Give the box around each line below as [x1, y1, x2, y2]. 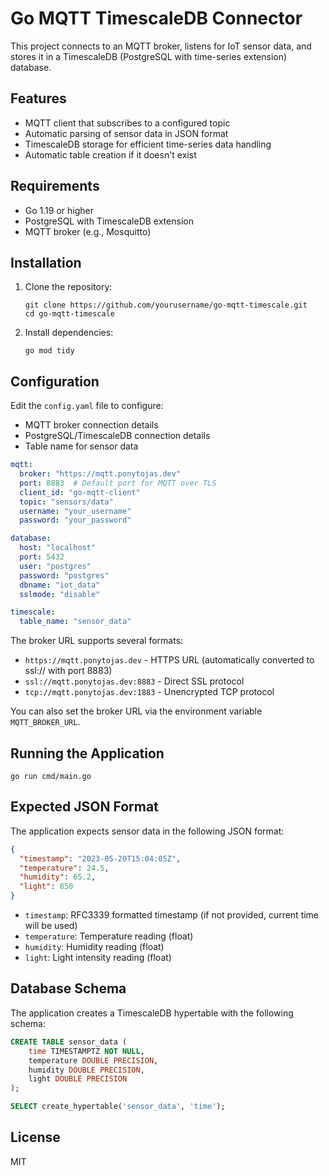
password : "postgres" [19, 570, 110, 581]
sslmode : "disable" [19, 589, 101, 599]
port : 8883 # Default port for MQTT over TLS [19, 478, 217, 488]
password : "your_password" [19, 515, 132, 526]
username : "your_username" [19, 506, 132, 516]
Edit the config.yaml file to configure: [10, 400, 164, 412]
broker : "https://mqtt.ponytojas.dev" [19, 469, 182, 479]
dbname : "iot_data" [19, 580, 101, 590]
